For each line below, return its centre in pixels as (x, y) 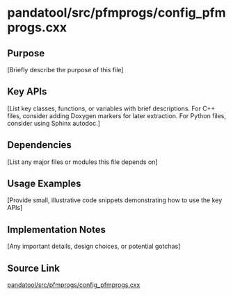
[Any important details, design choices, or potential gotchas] (94, 246)
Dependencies (39, 145)
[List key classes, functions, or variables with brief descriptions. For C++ (111, 108)
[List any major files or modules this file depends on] (82, 162)
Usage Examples (44, 184)
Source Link (34, 268)
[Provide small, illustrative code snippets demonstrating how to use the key (115, 200)
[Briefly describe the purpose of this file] (65, 70)
